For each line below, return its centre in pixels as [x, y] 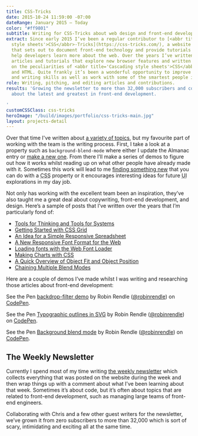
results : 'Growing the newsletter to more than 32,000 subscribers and [96, 89]
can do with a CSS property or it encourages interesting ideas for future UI [97, 175]
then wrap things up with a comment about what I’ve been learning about [95, 384]
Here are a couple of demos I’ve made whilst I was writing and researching [97, 279]
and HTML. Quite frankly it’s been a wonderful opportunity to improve [101, 72]
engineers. [30, 403]
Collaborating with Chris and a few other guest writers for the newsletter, [95, 414]
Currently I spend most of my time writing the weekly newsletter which [92, 371]
